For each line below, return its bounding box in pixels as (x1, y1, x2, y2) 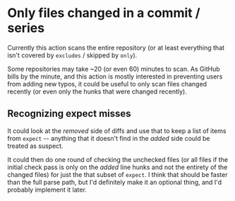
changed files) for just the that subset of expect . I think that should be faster (7, 170, 228, 178)
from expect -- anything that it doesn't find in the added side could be (7, 134, 210, 142)
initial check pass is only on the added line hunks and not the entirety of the (7, 163, 228, 171)
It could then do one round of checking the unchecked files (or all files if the (7, 155, 228, 163)
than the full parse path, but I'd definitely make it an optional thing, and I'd (7, 178, 222, 186)
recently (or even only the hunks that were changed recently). (7, 87, 187, 96)
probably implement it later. (7, 185, 87, 194)
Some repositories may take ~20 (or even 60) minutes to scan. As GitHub (7, 64, 220, 73)
